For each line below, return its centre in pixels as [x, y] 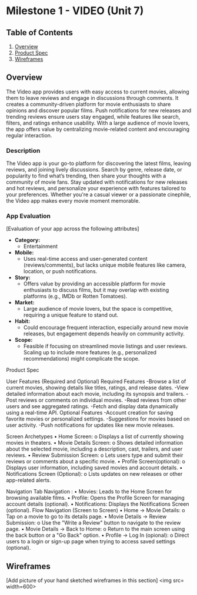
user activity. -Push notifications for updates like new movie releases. [90, 425]
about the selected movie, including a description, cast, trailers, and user [94, 449]
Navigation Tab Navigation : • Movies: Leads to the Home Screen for [89, 492]
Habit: [22, 321]
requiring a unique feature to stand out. [71, 315]
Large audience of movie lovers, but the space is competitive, [98, 309]
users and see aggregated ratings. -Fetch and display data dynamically [92, 406]
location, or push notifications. [60, 271]
